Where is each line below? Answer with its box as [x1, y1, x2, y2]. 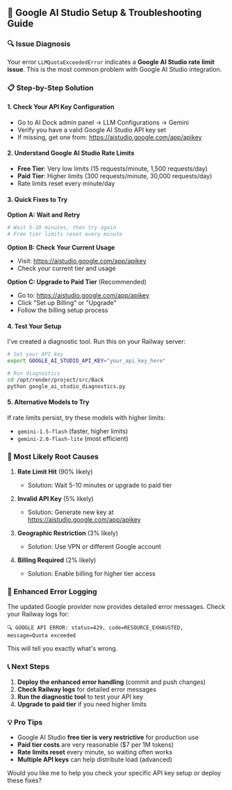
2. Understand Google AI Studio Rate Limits [7, 149, 135, 157]
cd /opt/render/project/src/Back [7, 376, 104, 383]
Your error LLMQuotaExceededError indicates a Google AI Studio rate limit [7, 57, 215, 66]
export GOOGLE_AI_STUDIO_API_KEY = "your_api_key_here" [7, 357, 167, 364]
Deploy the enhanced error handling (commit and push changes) [17, 677, 206, 686]
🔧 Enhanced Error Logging [7, 587, 97, 596]
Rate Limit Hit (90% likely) [17, 467, 93, 476]
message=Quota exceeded [7, 632, 76, 640]
